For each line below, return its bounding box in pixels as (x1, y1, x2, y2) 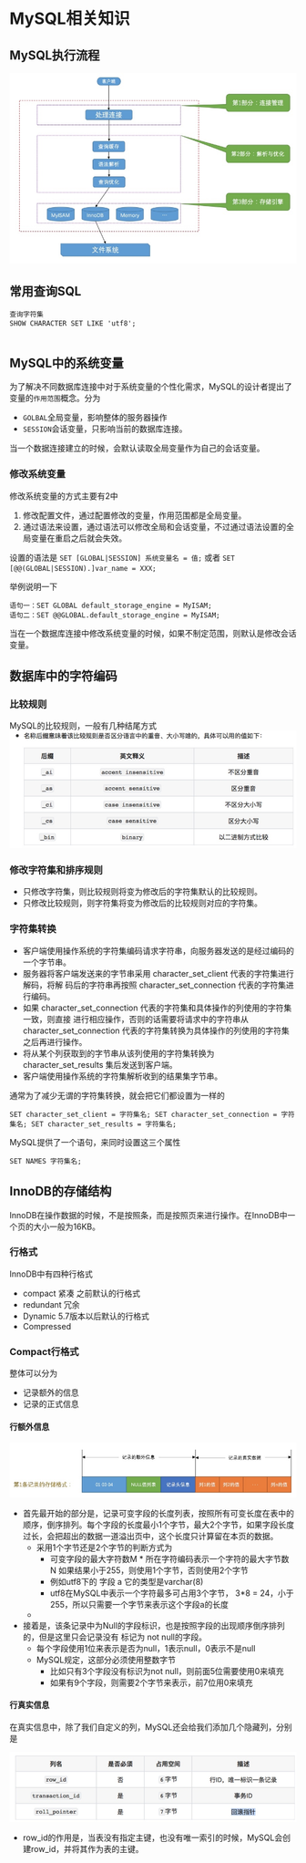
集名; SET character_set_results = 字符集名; (9, 1119, 178, 1129)
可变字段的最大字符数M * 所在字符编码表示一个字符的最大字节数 (49, 1553, 290, 1564)
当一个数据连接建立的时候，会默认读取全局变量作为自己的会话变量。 (9, 443, 265, 454)
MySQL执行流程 (9, 47, 100, 63)
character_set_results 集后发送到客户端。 (22, 1059, 178, 1070)
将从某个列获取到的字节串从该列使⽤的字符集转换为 (22, 1048, 215, 1059)
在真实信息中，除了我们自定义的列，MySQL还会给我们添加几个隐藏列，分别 (9, 1721, 293, 1733)
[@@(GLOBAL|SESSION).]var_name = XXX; (9, 564, 157, 573)
